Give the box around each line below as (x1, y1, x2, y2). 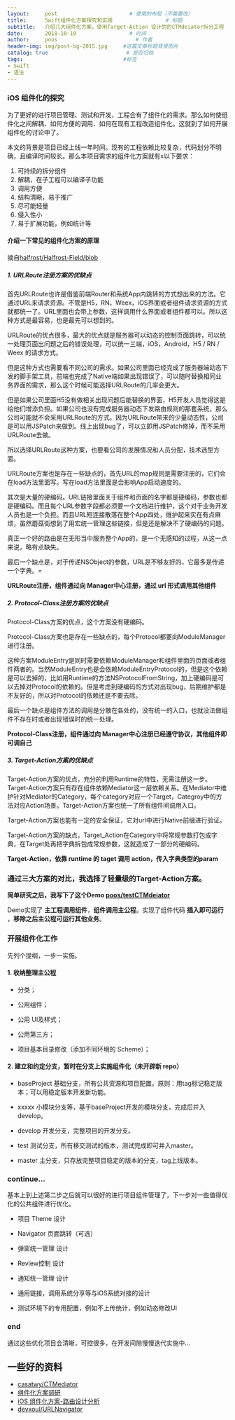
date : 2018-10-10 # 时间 (7, 29, 147, 37)
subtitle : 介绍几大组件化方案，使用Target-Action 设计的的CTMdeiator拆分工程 (7, 23, 225, 30)
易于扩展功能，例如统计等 (17, 219, 92, 228)
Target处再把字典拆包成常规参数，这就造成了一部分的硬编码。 (25, 839, 204, 848)
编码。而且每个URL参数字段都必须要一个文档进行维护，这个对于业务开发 (19, 502, 228, 510)
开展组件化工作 (7, 934, 58, 944)
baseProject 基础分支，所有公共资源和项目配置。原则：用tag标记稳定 (17, 1079, 217, 1087)
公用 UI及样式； (17, 1015, 63, 1023)
